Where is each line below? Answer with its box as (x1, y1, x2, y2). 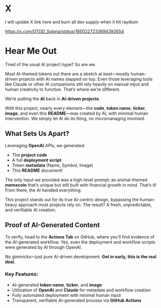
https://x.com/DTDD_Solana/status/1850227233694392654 (5, 28, 124, 34)
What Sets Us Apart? (5, 130, 70, 138)
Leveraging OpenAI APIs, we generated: (5, 142, 86, 148)
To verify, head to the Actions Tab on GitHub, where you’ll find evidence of (5, 234, 155, 240)
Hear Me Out (5, 46, 57, 56)
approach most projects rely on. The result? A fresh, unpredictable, (18, 202, 152, 207)
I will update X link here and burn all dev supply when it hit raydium (5, 19, 139, 25)
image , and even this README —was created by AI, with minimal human (5, 110, 148, 116)
